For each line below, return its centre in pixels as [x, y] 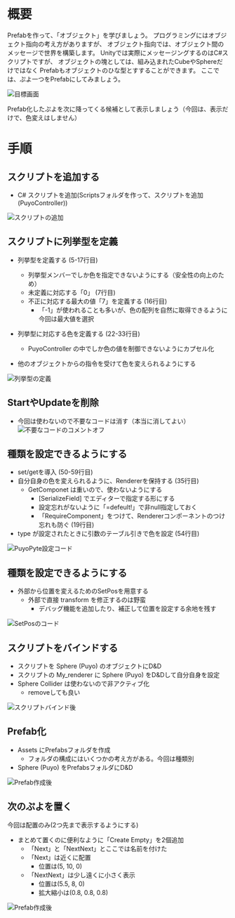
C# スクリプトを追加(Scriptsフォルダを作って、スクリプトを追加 [110, 195]
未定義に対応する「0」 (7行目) [72, 292]
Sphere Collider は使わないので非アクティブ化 [83, 683]
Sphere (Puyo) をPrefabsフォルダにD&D [75, 767]
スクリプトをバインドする [62, 648]
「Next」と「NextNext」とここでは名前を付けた [98, 848]
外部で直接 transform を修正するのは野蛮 [87, 600]
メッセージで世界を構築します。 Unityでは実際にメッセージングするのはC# [115, 53]
